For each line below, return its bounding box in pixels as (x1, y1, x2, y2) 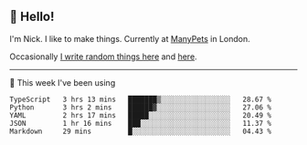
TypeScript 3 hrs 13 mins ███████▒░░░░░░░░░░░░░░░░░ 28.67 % (9, 95, 272, 104)
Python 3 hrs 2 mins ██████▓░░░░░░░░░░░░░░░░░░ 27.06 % (9, 102, 272, 112)
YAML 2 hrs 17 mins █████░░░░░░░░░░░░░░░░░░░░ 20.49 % (9, 110, 272, 119)
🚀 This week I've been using (9, 77, 116, 88)
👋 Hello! (9, 9, 55, 25)
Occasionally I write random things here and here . (9, 51, 198, 62)
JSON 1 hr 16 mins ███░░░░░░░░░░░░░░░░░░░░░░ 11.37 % (9, 119, 272, 128)
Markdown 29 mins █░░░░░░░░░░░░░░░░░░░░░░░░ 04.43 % (9, 127, 272, 136)
